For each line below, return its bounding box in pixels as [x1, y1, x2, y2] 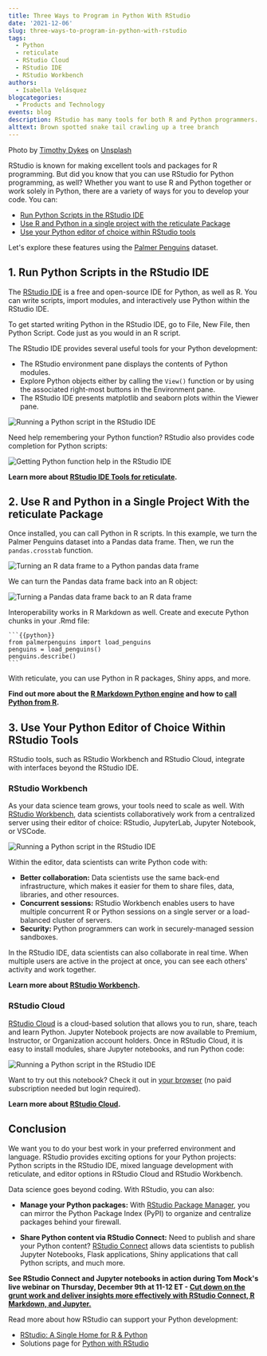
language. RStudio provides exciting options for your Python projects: [8, 1152, 237, 1162]
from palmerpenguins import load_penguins [8, 639, 151, 647]
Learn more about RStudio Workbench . [8, 980, 141, 990]
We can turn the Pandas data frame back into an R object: [8, 576, 198, 586]
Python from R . [8, 697, 60, 708]
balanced [19, 915, 51, 925]
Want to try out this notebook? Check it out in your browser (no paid [8, 1075, 232, 1084]
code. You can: [8, 194, 58, 204]
